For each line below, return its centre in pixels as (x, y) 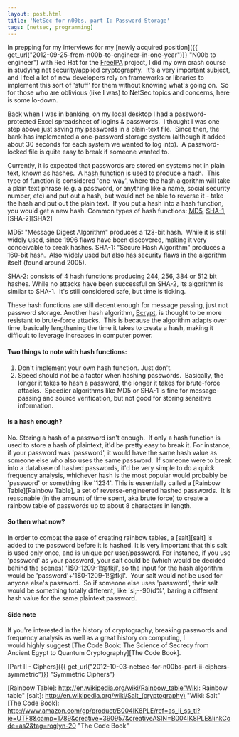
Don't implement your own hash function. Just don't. (95, 368)
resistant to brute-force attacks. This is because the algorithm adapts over (117, 320)
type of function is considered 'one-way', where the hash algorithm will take (119, 181)
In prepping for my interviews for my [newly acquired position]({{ (102, 48)
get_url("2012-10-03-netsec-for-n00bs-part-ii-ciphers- (148, 667)
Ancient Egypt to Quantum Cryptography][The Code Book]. (94, 653)
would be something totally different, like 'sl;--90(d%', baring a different (113, 590)
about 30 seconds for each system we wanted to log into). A (97, 144)
